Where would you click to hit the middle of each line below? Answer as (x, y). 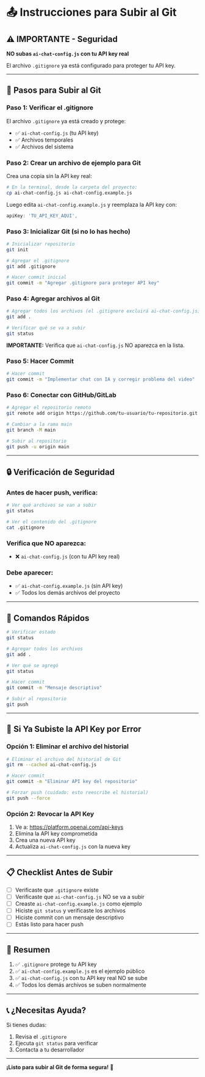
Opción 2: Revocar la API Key (50, 814)
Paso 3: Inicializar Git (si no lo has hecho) (68, 231)
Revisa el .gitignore (41, 1036)
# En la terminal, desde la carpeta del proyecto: (72, 187)
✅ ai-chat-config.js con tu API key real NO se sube (81, 978)
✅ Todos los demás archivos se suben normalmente (81, 985)
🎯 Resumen (28, 950)
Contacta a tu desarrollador (50, 1050)
